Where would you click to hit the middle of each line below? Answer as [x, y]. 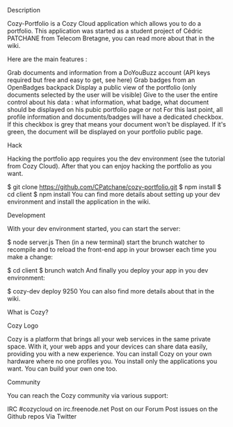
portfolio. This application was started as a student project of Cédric [105, 31]
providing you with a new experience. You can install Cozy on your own [110, 354]
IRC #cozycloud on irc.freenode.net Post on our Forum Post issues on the [113, 409]
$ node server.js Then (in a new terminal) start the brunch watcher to [106, 242]
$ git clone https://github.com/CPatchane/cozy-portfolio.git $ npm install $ [114, 187]
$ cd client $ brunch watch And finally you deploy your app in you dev [108, 270]
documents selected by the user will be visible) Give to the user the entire [113, 95]
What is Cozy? [28, 312]
